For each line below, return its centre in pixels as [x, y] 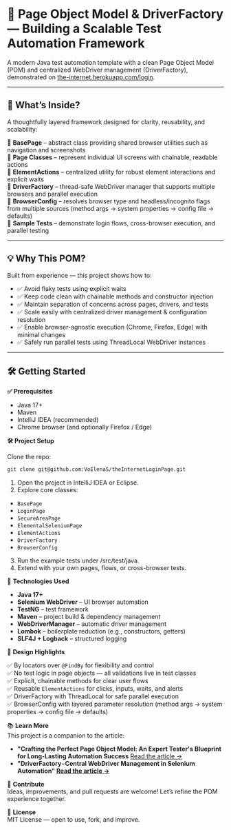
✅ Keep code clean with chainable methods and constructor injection [115, 296]
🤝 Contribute [26, 785]
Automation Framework [76, 43]
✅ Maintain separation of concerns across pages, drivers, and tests [113, 304]
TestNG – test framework [53, 609]
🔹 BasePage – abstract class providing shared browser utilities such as [108, 142]
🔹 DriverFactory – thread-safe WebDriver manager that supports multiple [111, 186]
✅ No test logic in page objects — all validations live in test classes [102, 673]
